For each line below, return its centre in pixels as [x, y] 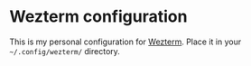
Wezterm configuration [98, 17]
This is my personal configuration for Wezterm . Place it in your [125, 42]
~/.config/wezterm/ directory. [65, 51]
